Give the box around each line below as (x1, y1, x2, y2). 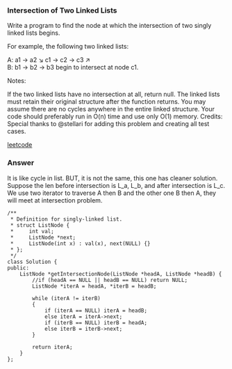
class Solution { (7, 258, 58, 265)
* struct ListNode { (10, 221, 70, 228)
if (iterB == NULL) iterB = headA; (44, 319, 148, 326)
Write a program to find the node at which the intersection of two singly (7, 22, 212, 30)
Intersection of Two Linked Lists (7, 6, 117, 15)
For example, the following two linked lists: (7, 42, 129, 51)
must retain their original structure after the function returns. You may (7, 97, 206, 106)
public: (7, 264, 30, 272)
